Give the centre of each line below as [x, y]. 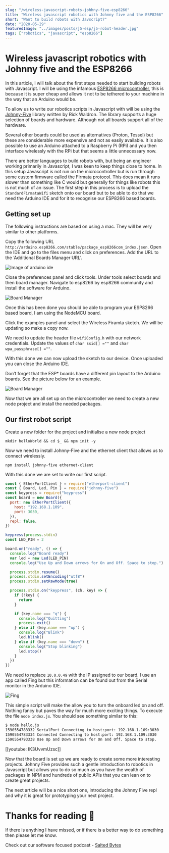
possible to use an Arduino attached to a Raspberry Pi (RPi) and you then [81, 145]
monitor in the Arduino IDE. [33, 686]
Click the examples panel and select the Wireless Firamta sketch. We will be [84, 322]
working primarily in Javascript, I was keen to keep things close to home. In [83, 166]
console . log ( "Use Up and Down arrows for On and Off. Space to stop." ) [87, 563]
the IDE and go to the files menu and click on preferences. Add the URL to [82, 252]
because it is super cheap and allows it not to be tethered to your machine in [85, 93]
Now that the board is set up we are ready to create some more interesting [83, 759]
